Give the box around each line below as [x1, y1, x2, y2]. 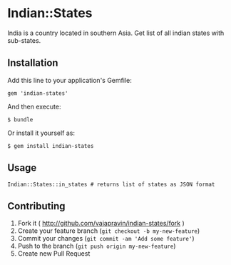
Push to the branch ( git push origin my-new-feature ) [17, 241, 176, 251]
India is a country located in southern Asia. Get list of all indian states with [7, 29, 225, 37]
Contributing [7, 200, 66, 212]
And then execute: [7, 102, 61, 111]
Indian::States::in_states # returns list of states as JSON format [7, 181, 215, 188]
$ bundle [7, 116, 34, 123]
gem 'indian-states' [7, 89, 69, 97]
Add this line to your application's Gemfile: [7, 76, 132, 84]
